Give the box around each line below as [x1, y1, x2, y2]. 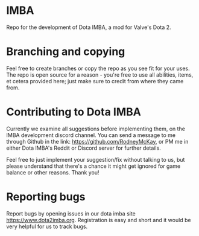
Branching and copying [6, 45, 125, 59]
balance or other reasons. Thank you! [6, 168, 99, 176]
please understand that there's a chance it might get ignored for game [6, 162, 181, 170]
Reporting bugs [6, 190, 86, 203]
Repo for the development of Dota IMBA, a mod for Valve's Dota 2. [6, 24, 171, 31]
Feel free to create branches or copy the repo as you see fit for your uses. [6, 65, 190, 72]
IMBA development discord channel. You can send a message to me [6, 131, 176, 139]
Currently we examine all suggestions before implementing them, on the [6, 125, 186, 132]
